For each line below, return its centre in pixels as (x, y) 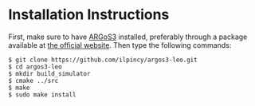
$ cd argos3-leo (35, 67)
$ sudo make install (43, 94)
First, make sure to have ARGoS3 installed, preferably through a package (128, 37)
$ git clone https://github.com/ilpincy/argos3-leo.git (103, 60)
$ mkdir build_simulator (49, 73)
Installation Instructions (89, 15)
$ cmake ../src (33, 80)
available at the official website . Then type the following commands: (120, 45)
